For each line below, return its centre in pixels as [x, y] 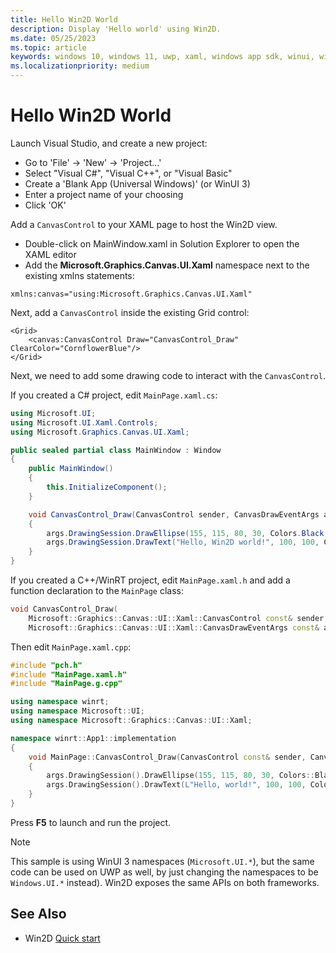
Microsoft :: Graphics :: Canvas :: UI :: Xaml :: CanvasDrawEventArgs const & [174, 627]
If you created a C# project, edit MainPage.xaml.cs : [114, 395]
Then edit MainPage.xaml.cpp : [71, 647]
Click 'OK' [45, 205]
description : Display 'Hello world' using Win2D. [116, 29]
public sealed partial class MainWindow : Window [116, 450]
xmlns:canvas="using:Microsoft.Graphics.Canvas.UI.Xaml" [131, 294]
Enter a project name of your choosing [104, 194]
